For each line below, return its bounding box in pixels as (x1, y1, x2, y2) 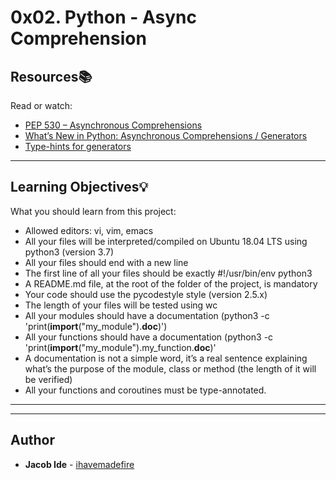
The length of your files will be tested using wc (24, 299, 218, 311)
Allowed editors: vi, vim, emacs (24, 224, 154, 236)
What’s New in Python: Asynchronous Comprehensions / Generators (24, 130, 308, 141)
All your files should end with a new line (24, 256, 189, 268)
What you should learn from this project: (10, 205, 177, 217)
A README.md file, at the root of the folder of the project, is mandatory (24, 277, 318, 290)
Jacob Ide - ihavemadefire (24, 458, 135, 470)
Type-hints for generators (24, 141, 132, 152)
